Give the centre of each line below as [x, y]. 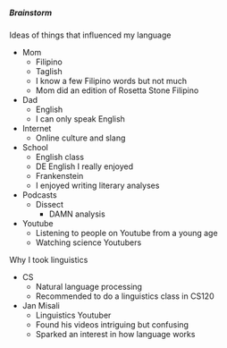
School [35, 147]
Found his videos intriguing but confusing [112, 324]
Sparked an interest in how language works [115, 334]
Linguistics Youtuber [73, 315]
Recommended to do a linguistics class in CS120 [125, 296]
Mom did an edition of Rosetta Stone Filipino [117, 90]
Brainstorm [30, 13]
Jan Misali [41, 305]
